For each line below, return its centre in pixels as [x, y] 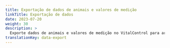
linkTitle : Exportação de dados [39, 14]
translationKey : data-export [36, 38]
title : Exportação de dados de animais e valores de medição [71, 10]
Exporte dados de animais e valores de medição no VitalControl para [84, 33]
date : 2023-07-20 [24, 19]
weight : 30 [17, 24]
